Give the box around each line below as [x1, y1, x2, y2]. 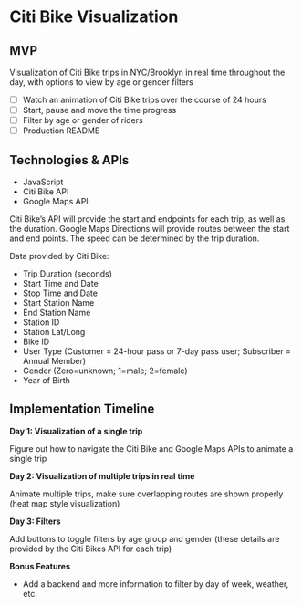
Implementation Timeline [9, 402, 155, 417]
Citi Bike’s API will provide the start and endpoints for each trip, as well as [9, 214, 286, 225]
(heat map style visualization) [9, 497, 120, 508]
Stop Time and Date [22, 287, 99, 298]
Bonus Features [9, 560, 71, 571]
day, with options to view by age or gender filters [9, 77, 194, 88]
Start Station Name [22, 298, 95, 308]
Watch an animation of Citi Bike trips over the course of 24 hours [22, 94, 266, 105]
